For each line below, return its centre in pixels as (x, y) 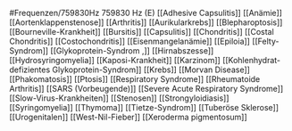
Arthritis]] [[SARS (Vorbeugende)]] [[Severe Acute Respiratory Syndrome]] (146, 89)
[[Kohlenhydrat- (251, 60)
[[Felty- (265, 41)
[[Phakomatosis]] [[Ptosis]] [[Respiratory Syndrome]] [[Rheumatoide (135, 79)
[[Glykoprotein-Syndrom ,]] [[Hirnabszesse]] (132, 51)
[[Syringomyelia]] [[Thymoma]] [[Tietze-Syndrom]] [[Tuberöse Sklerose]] (144, 107)
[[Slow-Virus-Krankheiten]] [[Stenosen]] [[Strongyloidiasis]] (119, 98)
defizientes (30, 70)
